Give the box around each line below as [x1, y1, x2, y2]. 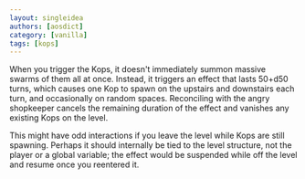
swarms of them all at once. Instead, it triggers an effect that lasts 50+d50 [9, 74, 289, 85]
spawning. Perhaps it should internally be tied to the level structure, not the [9, 140, 292, 151]
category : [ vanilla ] [9, 30, 89, 39]
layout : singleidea [9, 13, 84, 23]
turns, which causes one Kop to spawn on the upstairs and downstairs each [9, 83, 295, 94]
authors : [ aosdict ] [9, 22, 84, 31]
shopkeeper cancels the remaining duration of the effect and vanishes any [9, 102, 289, 114]
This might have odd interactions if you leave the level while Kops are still [9, 130, 285, 142]
